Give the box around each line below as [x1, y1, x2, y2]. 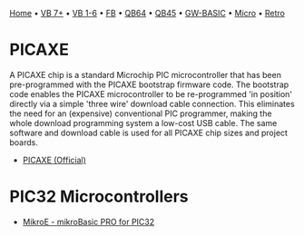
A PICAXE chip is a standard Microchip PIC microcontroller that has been [9, 69, 281, 80]
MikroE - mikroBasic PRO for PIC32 [22, 216, 155, 227]
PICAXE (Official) [22, 154, 86, 165]
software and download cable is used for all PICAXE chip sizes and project [9, 127, 289, 138]
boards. [9, 136, 38, 148]
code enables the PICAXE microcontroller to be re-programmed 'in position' [9, 88, 293, 99]
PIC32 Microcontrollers [9, 186, 189, 207]
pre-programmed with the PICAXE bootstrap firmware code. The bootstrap [9, 79, 289, 90]
